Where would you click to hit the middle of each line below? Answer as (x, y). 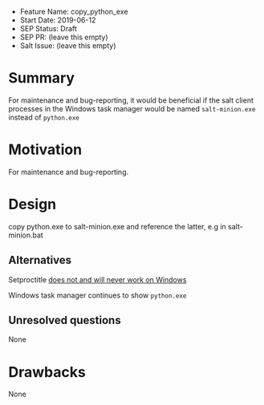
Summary (41, 78)
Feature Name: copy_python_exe (74, 12)
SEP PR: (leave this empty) (64, 37)
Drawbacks (47, 372)
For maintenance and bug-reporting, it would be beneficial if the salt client (131, 100)
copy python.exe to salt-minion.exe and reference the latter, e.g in (117, 226)
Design (32, 205)
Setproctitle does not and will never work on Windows (97, 279)
